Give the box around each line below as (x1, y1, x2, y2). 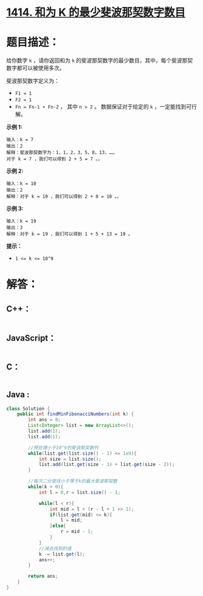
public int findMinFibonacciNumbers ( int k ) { (17, 411, 135, 417)
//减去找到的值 (38, 545, 72, 552)
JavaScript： (6, 333, 56, 343)
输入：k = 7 (6, 137, 34, 143)
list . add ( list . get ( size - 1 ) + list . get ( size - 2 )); (38, 461, 175, 467)
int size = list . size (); (38, 456, 102, 462)
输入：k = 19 (6, 218, 36, 224)
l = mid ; (60, 517, 83, 523)
